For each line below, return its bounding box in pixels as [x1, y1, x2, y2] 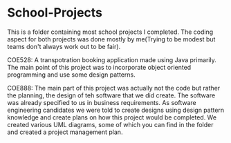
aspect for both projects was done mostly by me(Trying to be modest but [7, 35, 216, 43]
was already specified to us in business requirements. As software [7, 98, 196, 106]
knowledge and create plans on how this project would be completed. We [7, 113, 216, 122]
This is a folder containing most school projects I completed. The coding [7, 28, 213, 36]
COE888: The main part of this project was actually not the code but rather [7, 84, 221, 92]
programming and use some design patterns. [7, 70, 136, 79]
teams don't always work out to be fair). [7, 42, 121, 50]
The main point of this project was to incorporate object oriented [7, 63, 192, 71]
